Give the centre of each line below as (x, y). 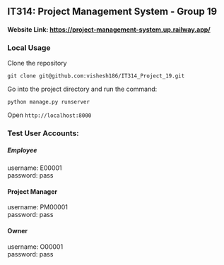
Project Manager (33, 191)
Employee (22, 150)
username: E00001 (35, 168)
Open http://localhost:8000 (49, 115)
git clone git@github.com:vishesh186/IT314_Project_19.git (96, 76)
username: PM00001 (38, 207)
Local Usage (29, 47)
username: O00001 (35, 247)
